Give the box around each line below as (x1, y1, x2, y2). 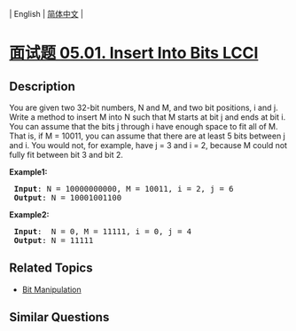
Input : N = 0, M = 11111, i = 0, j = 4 (13, 226, 192, 236)
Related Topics (9, 261, 93, 276)
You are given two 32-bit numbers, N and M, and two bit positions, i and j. (9, 102, 278, 113)
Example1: (9, 167, 48, 177)
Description (9, 79, 75, 94)
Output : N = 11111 (13, 235, 94, 245)
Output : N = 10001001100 (13, 193, 122, 202)
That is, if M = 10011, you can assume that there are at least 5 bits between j (9, 130, 286, 141)
